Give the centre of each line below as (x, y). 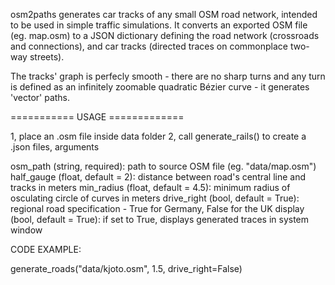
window (26, 230)
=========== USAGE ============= (97, 117)
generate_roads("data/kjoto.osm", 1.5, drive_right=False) (126, 268)
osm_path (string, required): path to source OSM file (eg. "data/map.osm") (163, 166)
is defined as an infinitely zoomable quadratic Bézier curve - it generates (160, 87)
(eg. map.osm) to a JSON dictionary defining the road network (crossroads (165, 35)
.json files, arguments (55, 147)
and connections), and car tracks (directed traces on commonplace (149, 46)
